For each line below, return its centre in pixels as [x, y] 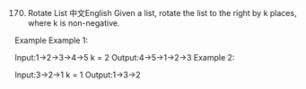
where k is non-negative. [74, 23]
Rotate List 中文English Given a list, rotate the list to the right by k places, [162, 13]
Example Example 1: [52, 40]
